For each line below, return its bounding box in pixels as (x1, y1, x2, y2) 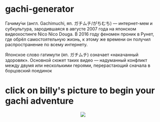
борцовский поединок (5, 67, 52, 73)
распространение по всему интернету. (5, 41, 88, 47)
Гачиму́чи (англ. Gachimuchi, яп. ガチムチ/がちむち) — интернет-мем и (5, 20, 153, 26)
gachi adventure (5, 95, 74, 107)
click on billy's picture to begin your (5, 85, 155, 96)
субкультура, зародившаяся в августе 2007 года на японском (5, 26, 137, 31)
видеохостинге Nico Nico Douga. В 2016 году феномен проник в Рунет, (5, 31, 155, 37)
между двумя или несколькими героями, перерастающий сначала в (5, 62, 151, 68)
